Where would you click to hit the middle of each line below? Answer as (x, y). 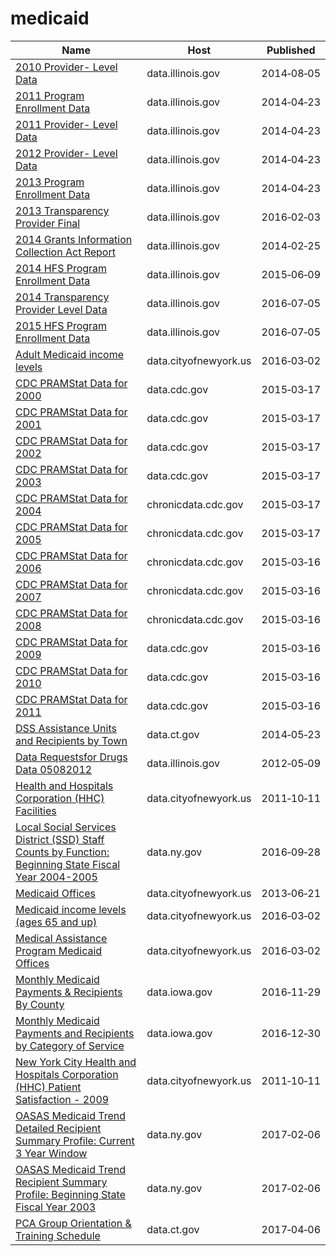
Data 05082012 (54, 769)
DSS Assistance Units (66, 728)
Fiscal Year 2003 (56, 1207)
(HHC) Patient (48, 1087)
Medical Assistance (61, 938)
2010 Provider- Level (66, 67)
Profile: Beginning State (70, 1194)
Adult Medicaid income (70, 354)
